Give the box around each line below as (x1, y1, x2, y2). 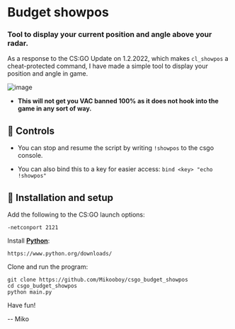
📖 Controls (7, 125, 55, 137)
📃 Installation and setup (7, 192, 114, 204)
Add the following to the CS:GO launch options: (7, 210, 145, 219)
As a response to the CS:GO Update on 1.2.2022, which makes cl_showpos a (7, 54, 229, 63)
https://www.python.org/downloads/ (7, 250, 113, 258)
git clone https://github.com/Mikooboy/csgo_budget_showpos (7, 277, 189, 284)
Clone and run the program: (7, 262, 88, 271)
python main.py (7, 289, 52, 296)
